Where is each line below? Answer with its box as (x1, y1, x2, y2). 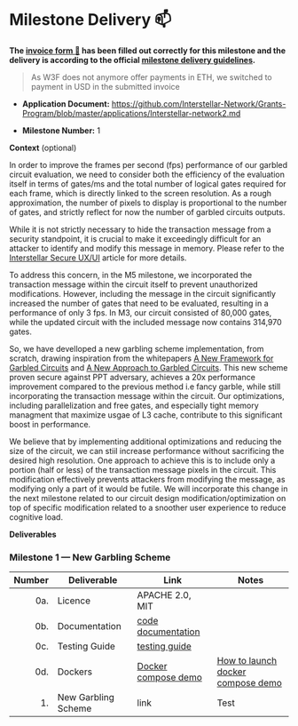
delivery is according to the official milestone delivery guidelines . (9, 54, 255, 65)
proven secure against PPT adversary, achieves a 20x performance (9, 371, 255, 382)
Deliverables (9, 529, 57, 539)
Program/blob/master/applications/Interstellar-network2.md (21, 108, 241, 118)
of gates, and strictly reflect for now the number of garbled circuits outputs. (9, 206, 286, 217)
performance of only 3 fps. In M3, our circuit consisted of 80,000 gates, (9, 307, 272, 318)
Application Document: (21, 98, 110, 109)
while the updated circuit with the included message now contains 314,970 (9, 316, 282, 327)
